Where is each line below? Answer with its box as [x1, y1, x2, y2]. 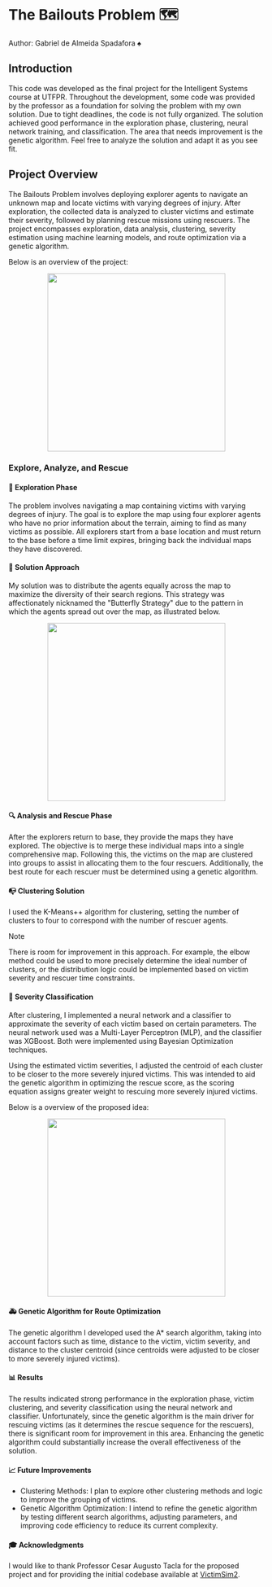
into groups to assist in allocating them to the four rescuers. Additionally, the [8, 858, 264, 868]
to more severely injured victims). [8, 1353, 120, 1363]
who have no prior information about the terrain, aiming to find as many [8, 518, 247, 528]
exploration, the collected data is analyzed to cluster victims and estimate [8, 206, 254, 216]
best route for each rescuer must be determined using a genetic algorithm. [8, 867, 258, 877]
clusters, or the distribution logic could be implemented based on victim [8, 965, 249, 975]
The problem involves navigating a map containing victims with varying [8, 501, 246, 511]
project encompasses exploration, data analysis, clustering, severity [8, 224, 236, 234]
